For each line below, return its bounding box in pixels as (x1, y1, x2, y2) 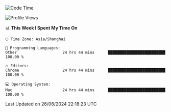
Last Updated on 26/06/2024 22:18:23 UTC (5, 101, 97, 107)
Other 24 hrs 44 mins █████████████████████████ (5, 50, 166, 55)
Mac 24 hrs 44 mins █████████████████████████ (5, 88, 166, 93)
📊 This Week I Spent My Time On (5, 25, 78, 31)
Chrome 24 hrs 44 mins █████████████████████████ (5, 68, 166, 73)
